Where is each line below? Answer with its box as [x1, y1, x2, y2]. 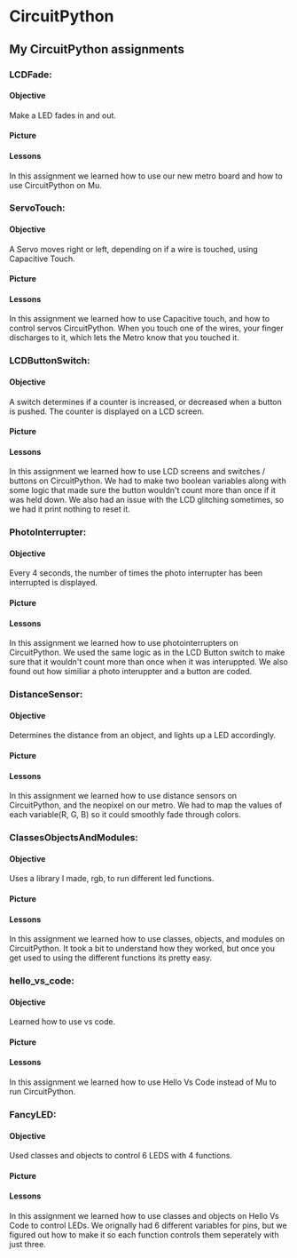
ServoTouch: [9, 202, 66, 214]
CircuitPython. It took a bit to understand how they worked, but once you [9, 943, 275, 954]
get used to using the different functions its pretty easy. [9, 952, 213, 963]
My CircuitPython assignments [9, 42, 184, 57]
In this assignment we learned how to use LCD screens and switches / [9, 466, 266, 477]
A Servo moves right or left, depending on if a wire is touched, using [9, 243, 259, 254]
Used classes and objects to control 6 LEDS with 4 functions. [9, 1151, 233, 1161]
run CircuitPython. [9, 1087, 76, 1097]
